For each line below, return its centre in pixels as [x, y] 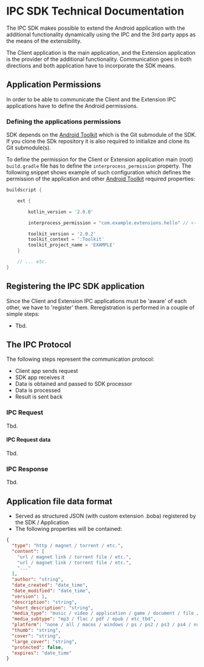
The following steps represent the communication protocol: [80, 359]
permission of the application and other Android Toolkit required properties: [101, 179]
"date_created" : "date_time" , [50, 585]
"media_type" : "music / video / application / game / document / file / [106, 614]
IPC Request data [29, 440]
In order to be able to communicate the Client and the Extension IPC [91, 99]
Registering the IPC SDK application [75, 286]
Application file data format [59, 501]
